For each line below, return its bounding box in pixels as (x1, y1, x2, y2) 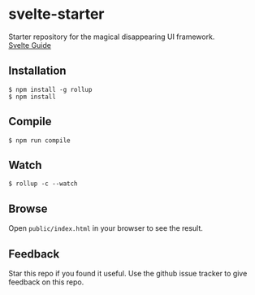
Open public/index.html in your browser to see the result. (8, 223, 203, 233)
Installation (8, 64, 67, 78)
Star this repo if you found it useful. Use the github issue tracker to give (8, 269, 248, 278)
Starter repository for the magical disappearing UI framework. (8, 32, 215, 41)
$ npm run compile (8, 136, 71, 145)
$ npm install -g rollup (8, 85, 93, 93)
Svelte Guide (8, 40, 51, 50)
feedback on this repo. (8, 277, 84, 287)
